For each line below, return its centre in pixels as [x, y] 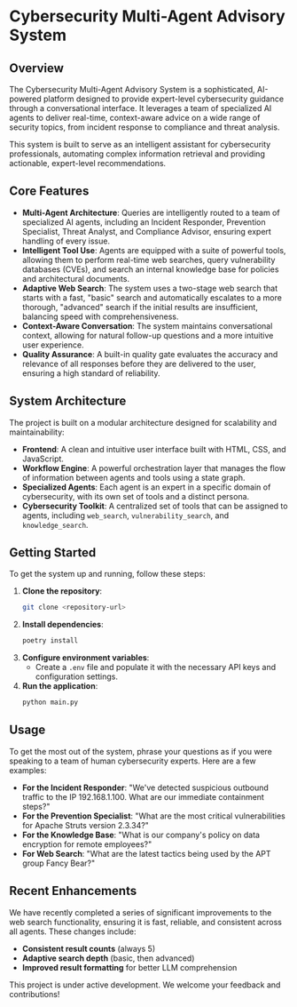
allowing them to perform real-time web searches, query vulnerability [148, 260]
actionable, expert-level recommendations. [88, 163]
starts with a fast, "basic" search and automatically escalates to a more [152, 297]
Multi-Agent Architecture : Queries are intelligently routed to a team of [151, 212]
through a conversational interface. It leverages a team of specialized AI [141, 108]
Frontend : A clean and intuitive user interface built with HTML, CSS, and [154, 449]
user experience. [53, 345]
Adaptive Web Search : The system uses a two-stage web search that [150, 288]
